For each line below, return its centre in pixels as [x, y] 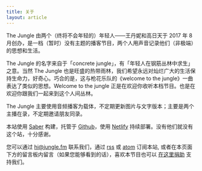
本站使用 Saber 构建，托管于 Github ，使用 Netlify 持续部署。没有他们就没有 [100, 126]
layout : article [27, 17]
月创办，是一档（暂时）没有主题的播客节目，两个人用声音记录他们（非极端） [101, 43]
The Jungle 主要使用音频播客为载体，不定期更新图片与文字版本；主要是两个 [100, 106]
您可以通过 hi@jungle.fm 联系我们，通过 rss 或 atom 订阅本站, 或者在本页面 [99, 147]
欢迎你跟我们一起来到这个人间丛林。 [51, 93]
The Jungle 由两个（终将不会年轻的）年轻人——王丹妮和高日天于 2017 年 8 [99, 35]
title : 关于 [20, 12]
